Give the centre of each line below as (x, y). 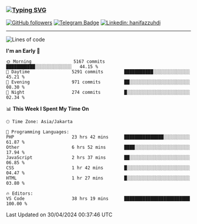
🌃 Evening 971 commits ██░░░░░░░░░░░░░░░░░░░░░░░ (98, 82)
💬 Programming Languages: (38, 132)
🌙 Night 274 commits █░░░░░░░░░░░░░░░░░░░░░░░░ (98, 93)
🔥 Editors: (20, 194)
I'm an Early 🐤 (23, 51)
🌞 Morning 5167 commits (56, 62)
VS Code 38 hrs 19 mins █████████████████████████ (98, 199)
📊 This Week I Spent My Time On (47, 109)
